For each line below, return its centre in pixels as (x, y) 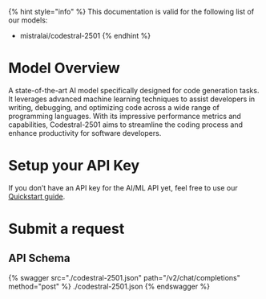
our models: (28, 20)
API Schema (39, 258)
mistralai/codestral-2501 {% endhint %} (85, 36)
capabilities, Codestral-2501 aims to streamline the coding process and (125, 125)
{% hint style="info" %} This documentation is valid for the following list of (131, 12)
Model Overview (64, 68)
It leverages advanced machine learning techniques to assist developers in (132, 99)
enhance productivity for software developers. (85, 133)
